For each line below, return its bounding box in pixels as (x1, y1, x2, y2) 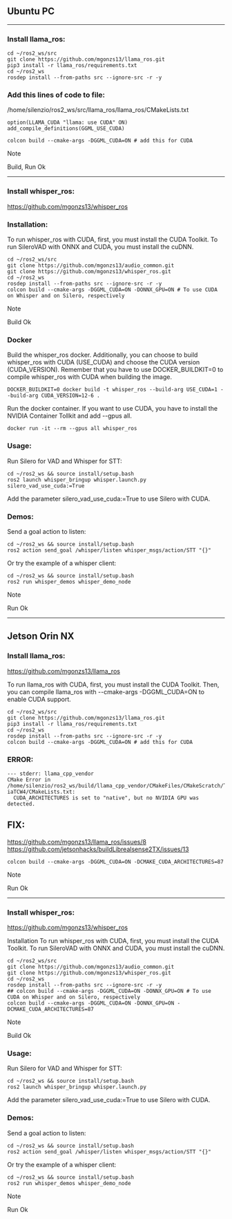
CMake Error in (7, 776, 51, 783)
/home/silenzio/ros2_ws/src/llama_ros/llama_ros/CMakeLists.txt (7, 106, 189, 114)
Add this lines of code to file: (7, 90, 106, 100)
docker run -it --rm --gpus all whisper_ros (7, 425, 137, 432)
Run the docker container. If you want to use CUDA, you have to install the (7, 404, 218, 413)
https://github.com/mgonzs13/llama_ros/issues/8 (7, 837, 147, 846)
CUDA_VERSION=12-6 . (41, 392, 100, 400)
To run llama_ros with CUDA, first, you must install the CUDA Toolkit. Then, (7, 680, 220, 689)
